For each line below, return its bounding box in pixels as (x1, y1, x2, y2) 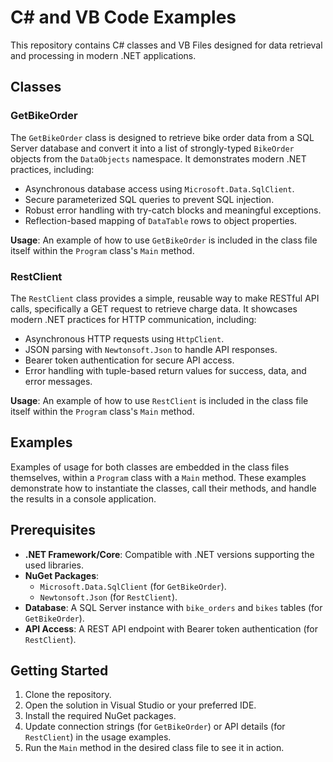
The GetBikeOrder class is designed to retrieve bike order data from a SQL (10, 131, 315, 143)
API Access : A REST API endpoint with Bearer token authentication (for (24, 622, 318, 635)
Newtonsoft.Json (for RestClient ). (39, 591, 178, 603)
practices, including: (10, 163, 95, 175)
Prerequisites (10, 522, 96, 539)
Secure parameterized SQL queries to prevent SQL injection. (24, 193, 275, 205)
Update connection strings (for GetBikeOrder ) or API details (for (24, 721, 286, 733)
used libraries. (24, 559, 85, 571)
